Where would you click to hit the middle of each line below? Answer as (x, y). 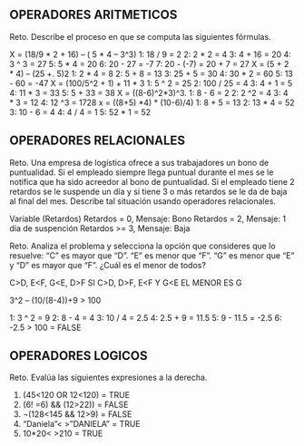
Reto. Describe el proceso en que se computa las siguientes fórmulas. (140, 36)
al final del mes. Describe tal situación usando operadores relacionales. (143, 201)
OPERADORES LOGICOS (78, 356)
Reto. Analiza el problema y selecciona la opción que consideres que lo (142, 246)
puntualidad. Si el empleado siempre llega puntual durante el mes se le (142, 172)
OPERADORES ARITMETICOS (93, 15)
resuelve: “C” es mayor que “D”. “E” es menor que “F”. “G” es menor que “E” (152, 255)
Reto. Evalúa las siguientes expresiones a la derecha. (108, 378)
